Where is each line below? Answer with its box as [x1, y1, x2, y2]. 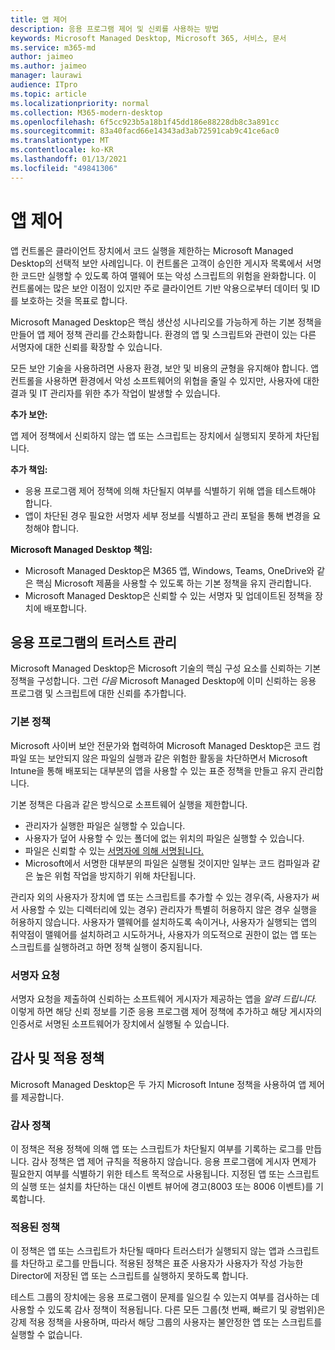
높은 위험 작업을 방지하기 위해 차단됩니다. [35, 869, 197, 881]
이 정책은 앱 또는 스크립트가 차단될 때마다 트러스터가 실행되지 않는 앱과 [10, 1245, 285, 1257]
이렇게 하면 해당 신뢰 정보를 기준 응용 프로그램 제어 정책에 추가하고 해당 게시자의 [10, 1005, 323, 1017]
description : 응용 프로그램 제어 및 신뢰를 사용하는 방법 [10, 24, 219, 34]
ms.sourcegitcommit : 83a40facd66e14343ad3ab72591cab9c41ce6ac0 [10, 126, 280, 136]
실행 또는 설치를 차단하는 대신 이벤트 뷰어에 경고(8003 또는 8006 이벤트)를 [20, 1181, 314, 1193]
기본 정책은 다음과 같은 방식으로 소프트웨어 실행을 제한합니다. [10, 798, 248, 810]
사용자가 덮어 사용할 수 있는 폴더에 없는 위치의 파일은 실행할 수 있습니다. [24, 832, 305, 844]
